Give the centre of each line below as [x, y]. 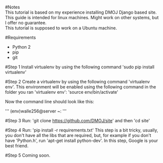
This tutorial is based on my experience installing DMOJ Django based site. [81, 12]
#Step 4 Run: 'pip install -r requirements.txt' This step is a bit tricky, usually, [82, 130]
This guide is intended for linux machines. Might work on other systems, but [82, 17]
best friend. [17, 146]
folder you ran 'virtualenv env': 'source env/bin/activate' [62, 92]
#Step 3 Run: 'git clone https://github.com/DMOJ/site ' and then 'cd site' [78, 121]
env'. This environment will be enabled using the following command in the [81, 87]
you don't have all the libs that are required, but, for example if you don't [78, 135]
